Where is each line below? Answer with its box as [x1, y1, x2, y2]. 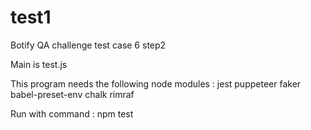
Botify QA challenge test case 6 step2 [10, 39, 167, 51]
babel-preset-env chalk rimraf [10, 88, 135, 100]
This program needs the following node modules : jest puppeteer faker [10, 77, 302, 90]
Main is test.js [10, 58, 68, 70]
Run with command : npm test [10, 107, 134, 120]
